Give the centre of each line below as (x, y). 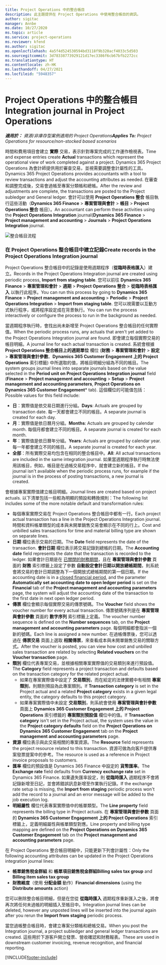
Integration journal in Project (65, 111)
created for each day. (34, 418)
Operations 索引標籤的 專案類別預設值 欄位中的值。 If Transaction (87, 715)
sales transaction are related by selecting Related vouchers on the (80, 652)
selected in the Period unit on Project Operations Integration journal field (81, 374)
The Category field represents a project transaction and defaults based (85, 669)
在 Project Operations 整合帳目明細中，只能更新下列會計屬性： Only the (77, 850)
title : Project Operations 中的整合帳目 (45, 10)
